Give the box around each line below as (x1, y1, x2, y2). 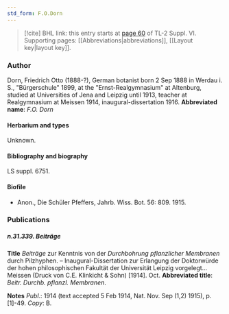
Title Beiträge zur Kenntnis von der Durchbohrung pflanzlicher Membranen (7, 250, 220, 258)
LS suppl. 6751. (7, 167, 50, 176)
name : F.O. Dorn (7, 105, 53, 113)
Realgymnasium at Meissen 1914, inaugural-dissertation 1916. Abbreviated (7, 97, 218, 106)
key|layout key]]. (23, 43, 71, 51)
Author (7, 60, 32, 70)
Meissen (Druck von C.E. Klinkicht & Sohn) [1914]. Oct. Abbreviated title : (7, 271, 213, 280)
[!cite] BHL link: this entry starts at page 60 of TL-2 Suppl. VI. (23, 29, 197, 37)
